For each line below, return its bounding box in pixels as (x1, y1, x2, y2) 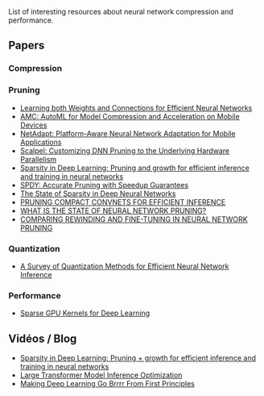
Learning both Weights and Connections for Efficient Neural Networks (19, 102, 253, 112)
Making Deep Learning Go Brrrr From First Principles (19, 379, 195, 389)
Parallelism (19, 154, 57, 164)
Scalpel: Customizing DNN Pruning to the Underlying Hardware (19, 145, 230, 156)
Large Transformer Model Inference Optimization (19, 370, 183, 380)
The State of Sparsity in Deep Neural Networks (19, 189, 176, 198)
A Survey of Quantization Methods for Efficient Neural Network (19, 261, 229, 271)
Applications (19, 137, 62, 147)
